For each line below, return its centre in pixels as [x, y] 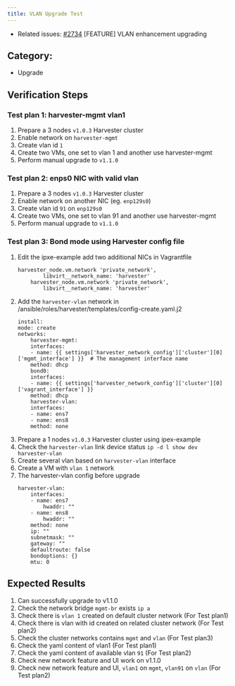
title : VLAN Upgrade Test [45, 14]
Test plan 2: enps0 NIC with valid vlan [73, 179]
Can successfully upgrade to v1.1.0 [68, 600]
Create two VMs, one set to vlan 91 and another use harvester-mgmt [117, 216]
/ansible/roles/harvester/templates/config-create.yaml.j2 [100, 309]
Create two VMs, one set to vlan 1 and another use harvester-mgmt [115, 153]
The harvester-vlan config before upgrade [79, 475]
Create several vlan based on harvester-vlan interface [96, 460]
